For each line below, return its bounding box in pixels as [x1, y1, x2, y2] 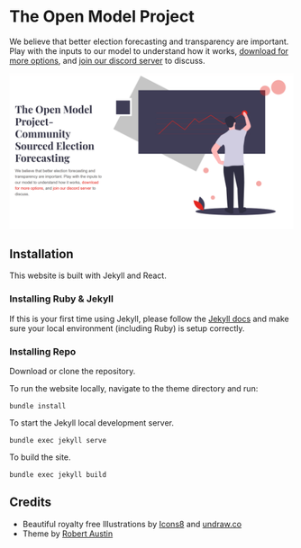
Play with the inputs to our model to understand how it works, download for [9, 45, 289, 56]
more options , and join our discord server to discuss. [9, 55, 205, 66]
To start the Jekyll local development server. [9, 417, 174, 428]
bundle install [9, 401, 67, 410]
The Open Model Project [9, 6, 196, 27]
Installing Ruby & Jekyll [9, 292, 114, 305]
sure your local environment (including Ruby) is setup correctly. [9, 322, 245, 334]
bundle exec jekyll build [9, 470, 106, 479]
